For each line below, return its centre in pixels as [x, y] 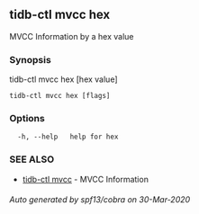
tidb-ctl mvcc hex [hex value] [64, 79]
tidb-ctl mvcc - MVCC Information [85, 179]
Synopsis [30, 59]
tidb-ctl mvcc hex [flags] [60, 96]
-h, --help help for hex [68, 137]
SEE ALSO [32, 159]
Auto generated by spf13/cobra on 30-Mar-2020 [100, 200]
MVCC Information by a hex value [72, 36]
